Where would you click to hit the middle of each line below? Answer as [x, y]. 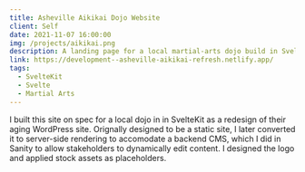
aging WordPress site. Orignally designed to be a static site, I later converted [152, 129]
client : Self [34, 26]
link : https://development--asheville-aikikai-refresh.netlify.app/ [142, 60]
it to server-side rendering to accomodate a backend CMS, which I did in [145, 139]
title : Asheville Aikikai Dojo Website [85, 18]
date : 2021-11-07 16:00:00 [60, 34]
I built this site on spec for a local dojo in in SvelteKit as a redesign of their [148, 119]
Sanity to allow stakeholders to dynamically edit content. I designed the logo [152, 148]
